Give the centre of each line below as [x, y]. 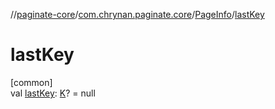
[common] [31, 82]
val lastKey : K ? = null [53, 93]
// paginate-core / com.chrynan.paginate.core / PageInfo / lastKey [137, 14]
